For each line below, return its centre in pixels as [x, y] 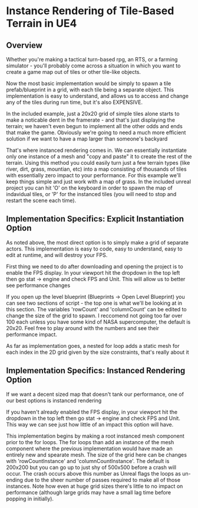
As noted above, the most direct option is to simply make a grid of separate [97, 242]
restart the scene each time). [41, 200]
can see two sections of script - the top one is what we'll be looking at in [94, 303]
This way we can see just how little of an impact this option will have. [90, 424]
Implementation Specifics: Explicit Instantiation [95, 219]
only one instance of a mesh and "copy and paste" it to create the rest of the [99, 157]
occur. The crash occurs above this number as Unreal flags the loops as [94, 473]
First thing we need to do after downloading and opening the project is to [95, 266]
